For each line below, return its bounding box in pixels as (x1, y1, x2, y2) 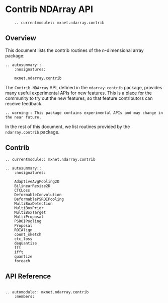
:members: (14, 294, 35, 299)
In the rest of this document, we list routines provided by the (5, 124, 130, 130)
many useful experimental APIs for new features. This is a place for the (5, 90, 152, 96)
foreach (14, 258, 30, 263)
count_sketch (14, 232, 42, 237)
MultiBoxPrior (14, 205, 44, 210)
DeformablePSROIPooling (14, 197, 64, 202)
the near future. (5, 114, 42, 119)
